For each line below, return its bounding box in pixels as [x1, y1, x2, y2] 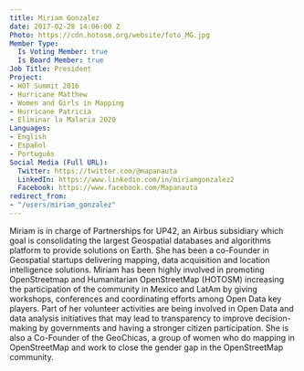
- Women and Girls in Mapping [9, 98, 125, 108]
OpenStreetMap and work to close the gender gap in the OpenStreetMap [9, 342, 284, 353]
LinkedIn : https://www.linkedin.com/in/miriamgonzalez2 [17, 175, 235, 184]
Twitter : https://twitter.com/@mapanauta [17, 166, 178, 175]
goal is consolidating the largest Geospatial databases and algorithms [9, 235, 272, 246]
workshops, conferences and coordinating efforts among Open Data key [9, 293, 282, 304]
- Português [9, 149, 55, 158]
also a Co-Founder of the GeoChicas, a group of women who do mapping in [9, 332, 295, 343]
